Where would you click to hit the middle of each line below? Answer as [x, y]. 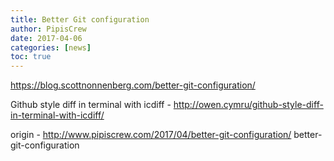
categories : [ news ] [51, 47]
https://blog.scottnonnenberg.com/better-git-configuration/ [133, 85]
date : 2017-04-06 [46, 38]
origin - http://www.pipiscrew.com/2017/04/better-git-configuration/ [151, 135]
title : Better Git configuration [80, 19]
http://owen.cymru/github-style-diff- [248, 105]
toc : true [31, 57]
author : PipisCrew [48, 29]
